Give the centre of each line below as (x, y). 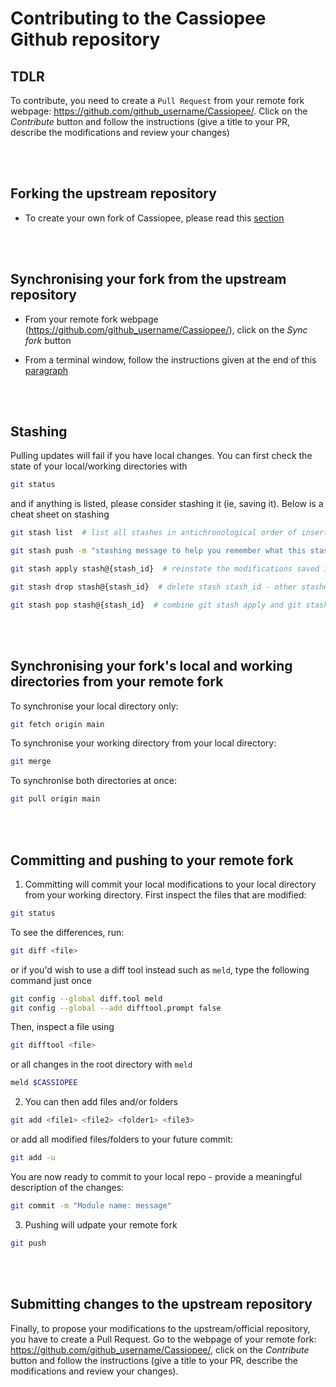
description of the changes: (67, 1187)
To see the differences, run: (67, 932)
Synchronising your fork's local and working (151, 666)
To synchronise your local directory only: (94, 706)
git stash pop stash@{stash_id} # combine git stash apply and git (156, 605)
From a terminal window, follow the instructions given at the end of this (170, 359)
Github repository (85, 39)
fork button (48, 340)
